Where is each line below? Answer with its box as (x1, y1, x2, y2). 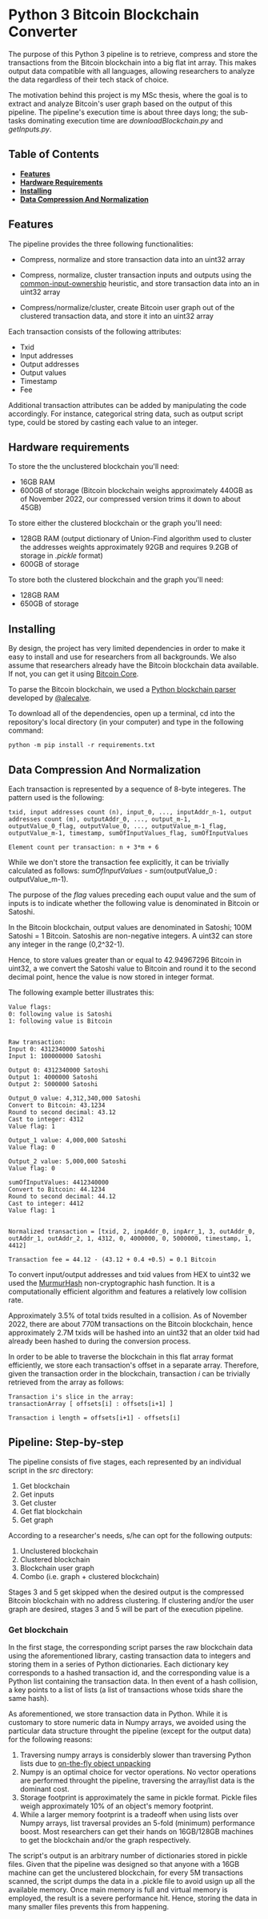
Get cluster (19, 1497, 57, 1508)
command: (8, 725, 44, 735)
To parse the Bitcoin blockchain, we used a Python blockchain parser (8, 685, 237, 694)
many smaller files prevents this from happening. (8, 1902, 170, 1912)
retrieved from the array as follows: (8, 1377, 124, 1387)
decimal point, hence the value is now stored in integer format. (8, 972, 214, 981)
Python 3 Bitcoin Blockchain (8, 6, 200, 24)
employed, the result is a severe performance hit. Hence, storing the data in (8, 1893, 258, 1903)
